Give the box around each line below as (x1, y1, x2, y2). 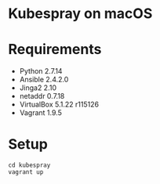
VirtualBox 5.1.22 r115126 (19, 99, 100, 110)
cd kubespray (8, 161, 51, 169)
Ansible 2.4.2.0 (19, 75, 69, 85)
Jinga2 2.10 (19, 83, 57, 92)
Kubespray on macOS (8, 5, 153, 23)
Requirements (8, 41, 102, 59)
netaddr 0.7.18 (19, 92, 65, 101)
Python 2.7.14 (19, 67, 63, 76)
